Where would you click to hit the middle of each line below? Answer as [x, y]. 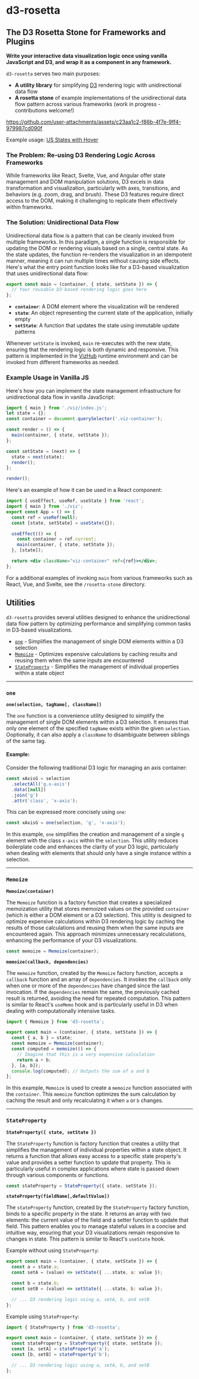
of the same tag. [26, 741]
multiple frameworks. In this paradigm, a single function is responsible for [96, 242]
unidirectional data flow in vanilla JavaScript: [61, 397]
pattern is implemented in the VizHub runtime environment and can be [92, 356]
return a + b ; [34, 1060]
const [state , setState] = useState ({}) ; [63, 523]
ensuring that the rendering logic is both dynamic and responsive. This [92, 350]
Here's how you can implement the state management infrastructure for [94, 390]
